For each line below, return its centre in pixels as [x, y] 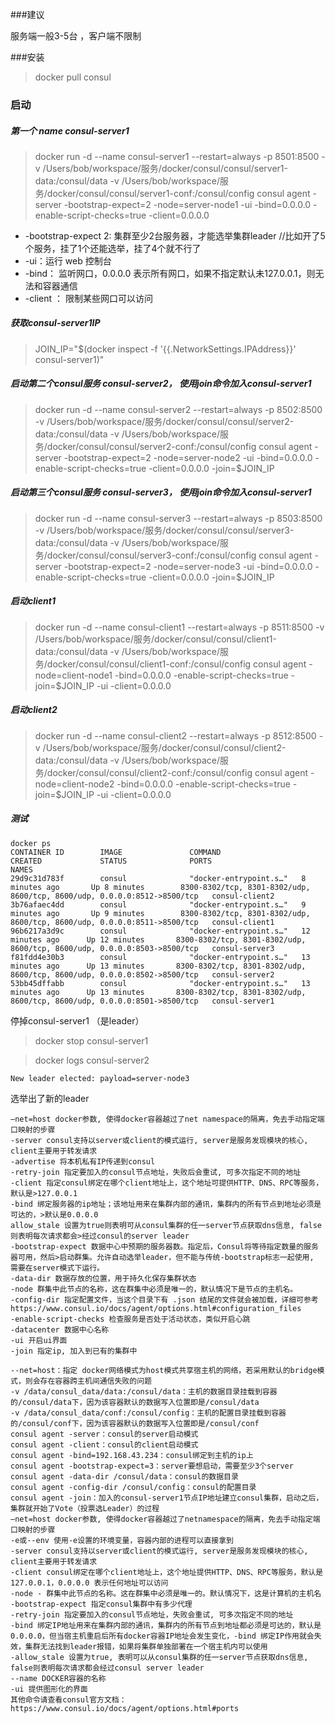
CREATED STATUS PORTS [111, 861]
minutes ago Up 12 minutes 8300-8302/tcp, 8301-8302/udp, [158, 939]
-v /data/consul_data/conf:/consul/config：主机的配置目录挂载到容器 [148, 1413]
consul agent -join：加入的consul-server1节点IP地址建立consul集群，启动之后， [167, 1498]
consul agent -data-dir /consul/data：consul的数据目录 [124, 1476]
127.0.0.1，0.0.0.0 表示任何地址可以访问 [89, 1583]
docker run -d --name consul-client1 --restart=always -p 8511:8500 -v [179, 627]
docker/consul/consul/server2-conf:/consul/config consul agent [179, 446]
